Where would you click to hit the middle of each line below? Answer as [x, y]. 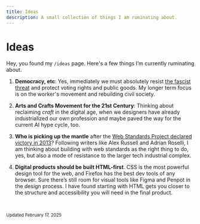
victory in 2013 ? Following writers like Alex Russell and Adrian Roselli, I [101, 143]
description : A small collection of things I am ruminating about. [92, 17]
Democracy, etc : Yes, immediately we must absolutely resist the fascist [103, 81]
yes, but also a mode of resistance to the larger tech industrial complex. [103, 156]
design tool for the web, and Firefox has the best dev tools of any [95, 174]
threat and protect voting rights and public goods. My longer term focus [103, 88]
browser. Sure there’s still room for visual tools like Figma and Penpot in [103, 180]
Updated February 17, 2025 [34, 215]
